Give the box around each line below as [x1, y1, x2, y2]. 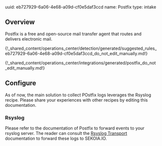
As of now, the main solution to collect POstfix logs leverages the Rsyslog [5, 92, 151, 98]
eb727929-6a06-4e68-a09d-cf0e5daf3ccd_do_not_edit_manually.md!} [5, 50, 148, 56]
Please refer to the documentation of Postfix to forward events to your [5, 125, 145, 131]
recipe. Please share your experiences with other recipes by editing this [5, 97, 148, 103]
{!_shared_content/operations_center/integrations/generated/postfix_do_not [5, 60, 156, 66]
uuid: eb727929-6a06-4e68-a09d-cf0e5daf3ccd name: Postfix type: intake [5, 4, 156, 10]
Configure [5, 79, 36, 88]
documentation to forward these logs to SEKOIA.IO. [5, 135, 107, 141]
